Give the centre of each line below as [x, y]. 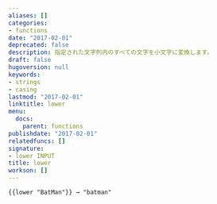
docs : [25, 119]
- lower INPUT [32, 156]
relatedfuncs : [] [37, 141]
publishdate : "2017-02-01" [53, 133]
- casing [23, 89]
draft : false [30, 60]
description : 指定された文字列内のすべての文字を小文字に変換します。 [110, 52]
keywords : [25, 75]
